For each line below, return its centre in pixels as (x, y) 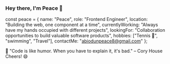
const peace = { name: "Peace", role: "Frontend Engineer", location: (77, 19)
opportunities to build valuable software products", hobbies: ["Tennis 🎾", (81, 36)
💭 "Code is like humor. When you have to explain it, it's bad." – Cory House (84, 51)
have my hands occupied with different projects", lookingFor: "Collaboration (85, 30)
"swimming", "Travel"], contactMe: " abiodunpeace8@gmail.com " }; (76, 41)
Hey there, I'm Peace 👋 (34, 8)
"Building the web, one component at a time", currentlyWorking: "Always (82, 25)
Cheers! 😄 (17, 56)
